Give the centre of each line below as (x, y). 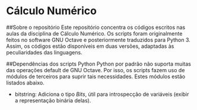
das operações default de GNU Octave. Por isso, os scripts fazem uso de (96, 70)
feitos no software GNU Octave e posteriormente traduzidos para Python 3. (99, 40)
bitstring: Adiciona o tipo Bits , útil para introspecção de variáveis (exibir (102, 94)
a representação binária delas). (53, 100)
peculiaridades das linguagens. (44, 52)
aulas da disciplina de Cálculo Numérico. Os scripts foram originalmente (94, 33)
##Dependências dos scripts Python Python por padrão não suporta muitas (99, 64)
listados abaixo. (25, 82)
